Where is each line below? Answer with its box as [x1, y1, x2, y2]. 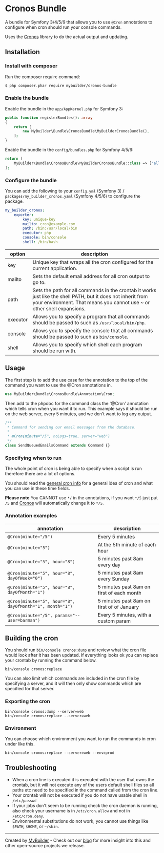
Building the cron [5, 634, 59, 642]
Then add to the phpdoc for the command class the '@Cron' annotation [5, 400, 149, 406]
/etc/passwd [12, 798, 37, 803]
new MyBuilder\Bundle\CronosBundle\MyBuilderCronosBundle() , [22, 129, 150, 134]
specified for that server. [5, 686, 55, 692]
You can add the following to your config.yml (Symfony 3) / [5, 188, 124, 193]
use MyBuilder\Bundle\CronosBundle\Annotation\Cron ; [5, 391, 115, 396]
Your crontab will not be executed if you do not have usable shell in [12, 792, 147, 798]
